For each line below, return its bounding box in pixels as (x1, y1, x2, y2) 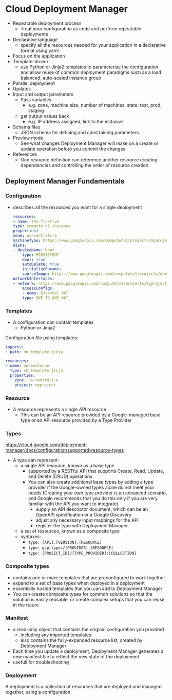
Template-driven (12, 58, 48, 64)
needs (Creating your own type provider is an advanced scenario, (28, 490, 167, 496)
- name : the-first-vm (12, 219, 60, 224)
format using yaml (20, 47, 59, 53)
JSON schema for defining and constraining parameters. (20, 129, 140, 135)
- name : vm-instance (5, 363, 50, 369)
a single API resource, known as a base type (20, 463, 114, 469)
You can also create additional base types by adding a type (28, 479, 154, 485)
